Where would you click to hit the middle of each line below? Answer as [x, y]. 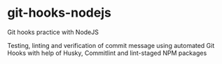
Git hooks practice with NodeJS [53, 32]
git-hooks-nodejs [60, 13]
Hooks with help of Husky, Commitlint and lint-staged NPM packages [107, 53]
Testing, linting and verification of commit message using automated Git [111, 45]
